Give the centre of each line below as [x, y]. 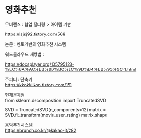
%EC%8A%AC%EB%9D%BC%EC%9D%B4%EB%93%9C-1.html [71, 69]
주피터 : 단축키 [19, 79]
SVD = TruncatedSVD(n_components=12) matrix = [55, 109]
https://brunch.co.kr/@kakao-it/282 [41, 130]
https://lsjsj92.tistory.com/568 [35, 34]
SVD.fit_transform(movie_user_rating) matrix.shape [56, 115]
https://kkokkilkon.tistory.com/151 [38, 85]
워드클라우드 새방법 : [25, 54]
